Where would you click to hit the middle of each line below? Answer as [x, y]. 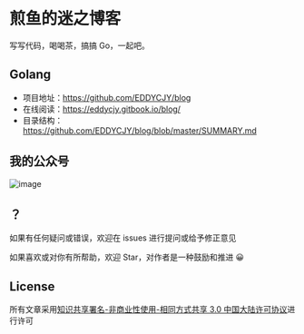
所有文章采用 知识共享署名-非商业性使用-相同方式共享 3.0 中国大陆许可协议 [148, 309]
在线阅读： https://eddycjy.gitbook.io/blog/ [102, 109]
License [32, 286]
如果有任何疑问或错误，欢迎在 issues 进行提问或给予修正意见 [123, 238]
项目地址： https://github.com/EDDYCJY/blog [107, 97]
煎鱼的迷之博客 [65, 19]
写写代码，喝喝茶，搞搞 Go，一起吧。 [79, 45]
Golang [30, 75]
